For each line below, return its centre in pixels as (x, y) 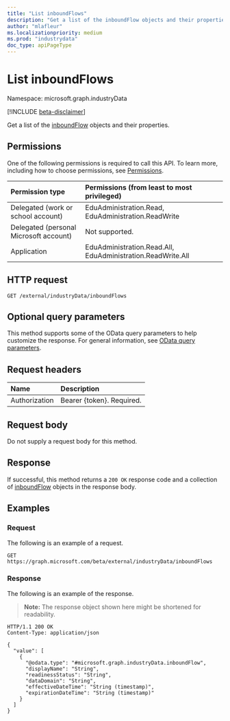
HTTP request (38, 280)
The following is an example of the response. (71, 593)
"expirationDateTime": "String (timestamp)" (90, 693)
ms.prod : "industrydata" (42, 39)
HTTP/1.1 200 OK (30, 627)
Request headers (44, 369)
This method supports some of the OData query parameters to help (102, 333)
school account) (37, 216)
